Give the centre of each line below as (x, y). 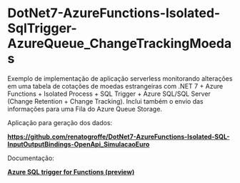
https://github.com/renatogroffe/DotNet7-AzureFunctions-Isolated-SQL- (119, 137)
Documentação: (31, 158)
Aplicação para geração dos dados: (60, 122)
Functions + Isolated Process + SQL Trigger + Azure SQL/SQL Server (109, 94)
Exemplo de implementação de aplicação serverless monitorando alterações (120, 78)
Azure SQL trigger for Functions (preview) (71, 172)
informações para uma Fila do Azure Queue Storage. (85, 109)
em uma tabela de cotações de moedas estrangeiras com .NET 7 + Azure (115, 86)
